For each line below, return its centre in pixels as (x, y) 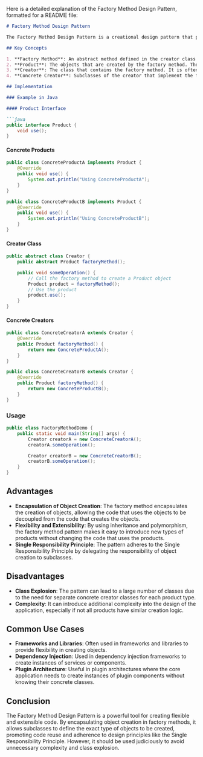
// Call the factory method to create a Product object (100, 278)
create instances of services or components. (71, 663)
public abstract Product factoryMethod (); (71, 262)
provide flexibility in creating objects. (61, 650)
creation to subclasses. (44, 557)
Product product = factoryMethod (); (74, 284)
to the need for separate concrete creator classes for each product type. (105, 597)
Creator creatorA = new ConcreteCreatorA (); (85, 439)
